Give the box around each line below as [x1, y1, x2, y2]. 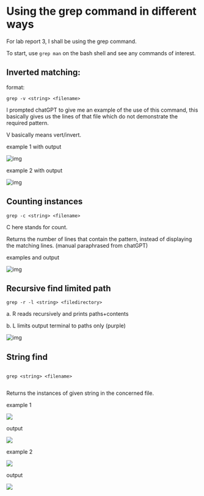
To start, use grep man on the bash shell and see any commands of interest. [6, 49, 196, 56]
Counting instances [6, 196, 83, 207]
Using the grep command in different [6, 4, 197, 18]
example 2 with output [6, 167, 63, 174]
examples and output [6, 253, 60, 261]
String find [6, 351, 48, 362]
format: [6, 83, 25, 91]
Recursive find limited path [6, 283, 111, 294]
